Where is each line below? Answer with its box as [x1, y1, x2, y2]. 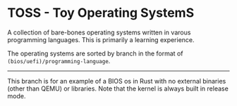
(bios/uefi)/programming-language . [7, 56, 111, 65]
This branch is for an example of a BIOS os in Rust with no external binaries [7, 77, 226, 85]
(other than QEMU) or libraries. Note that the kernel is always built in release [7, 84, 229, 93]
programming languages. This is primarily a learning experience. [7, 35, 195, 44]
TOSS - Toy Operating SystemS [7, 5, 195, 21]
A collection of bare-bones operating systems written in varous [7, 28, 191, 37]
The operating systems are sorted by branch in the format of [7, 49, 183, 58]
